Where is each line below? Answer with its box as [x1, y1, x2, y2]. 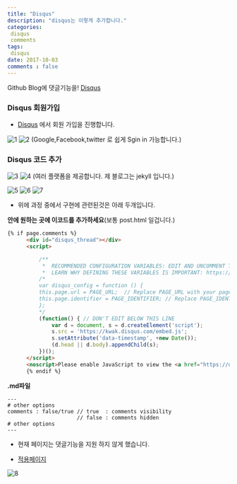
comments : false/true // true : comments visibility [7, 408, 172, 415]
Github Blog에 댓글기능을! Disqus [7, 83, 101, 92]
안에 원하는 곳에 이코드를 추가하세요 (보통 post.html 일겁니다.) [7, 216, 176, 224]
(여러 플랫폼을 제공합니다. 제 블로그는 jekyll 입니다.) [32, 172, 175, 180]
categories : [7, 23, 42, 30]
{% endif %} [25, 367, 61, 375]
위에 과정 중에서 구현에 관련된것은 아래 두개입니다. [17, 201, 155, 209]
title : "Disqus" [7, 10, 55, 18]
